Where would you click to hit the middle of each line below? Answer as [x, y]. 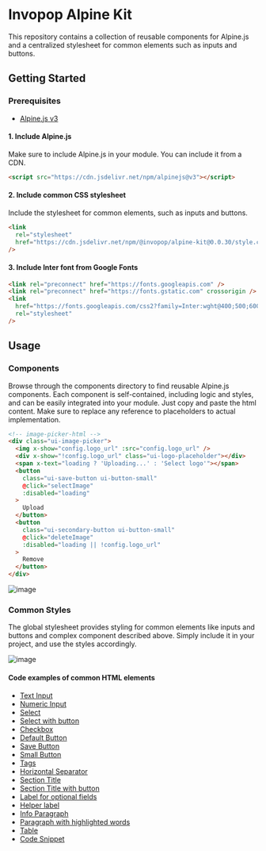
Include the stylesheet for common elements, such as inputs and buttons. [128, 213]
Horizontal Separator [54, 771]
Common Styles [40, 610]
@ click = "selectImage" [58, 486]
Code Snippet [42, 838]
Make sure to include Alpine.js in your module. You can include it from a [125, 154]
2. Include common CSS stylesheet [67, 195]
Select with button [49, 721]
